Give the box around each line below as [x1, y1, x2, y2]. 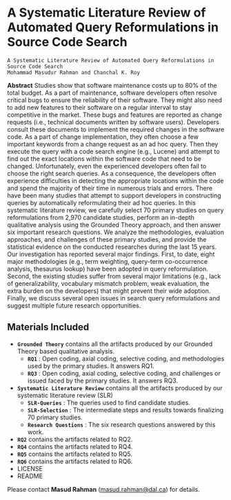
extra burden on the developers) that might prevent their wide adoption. [7, 287, 211, 295]
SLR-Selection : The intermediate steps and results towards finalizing [27, 405, 224, 414]
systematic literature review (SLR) [17, 391, 114, 399]
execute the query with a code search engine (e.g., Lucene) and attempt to [7, 147, 220, 155]
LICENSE [17, 464, 43, 472]
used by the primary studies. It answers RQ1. [27, 361, 154, 370]
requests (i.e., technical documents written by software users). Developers [7, 117, 219, 126]
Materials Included [7, 321, 90, 333]
